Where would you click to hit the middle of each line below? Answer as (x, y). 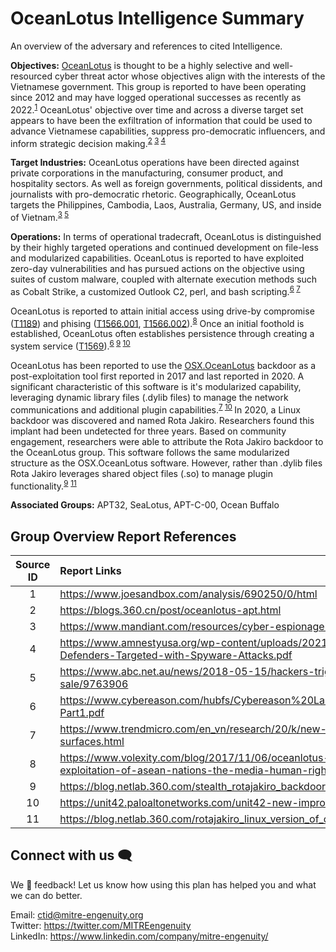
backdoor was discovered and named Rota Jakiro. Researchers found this (162, 420)
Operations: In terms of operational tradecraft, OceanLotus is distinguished (166, 236)
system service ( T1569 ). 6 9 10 (70, 345)
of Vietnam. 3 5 (40, 216)
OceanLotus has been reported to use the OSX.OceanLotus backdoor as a (163, 365)
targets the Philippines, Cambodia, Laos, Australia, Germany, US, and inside (166, 205)
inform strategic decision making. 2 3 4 (88, 142)
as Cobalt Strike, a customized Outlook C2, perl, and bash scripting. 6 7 (155, 290)
